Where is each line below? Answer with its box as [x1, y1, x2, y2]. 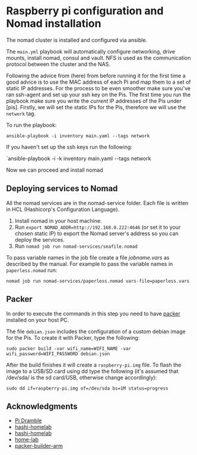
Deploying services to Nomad [6, 184, 118, 194]
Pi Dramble [14, 417, 42, 424]
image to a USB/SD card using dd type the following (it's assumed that [6, 367, 179, 375]
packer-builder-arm [14, 443, 63, 450]
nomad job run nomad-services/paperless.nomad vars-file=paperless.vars [6, 278, 190, 284]
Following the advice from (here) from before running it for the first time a [6, 72, 186, 79]
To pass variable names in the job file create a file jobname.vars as [6, 254, 170, 261]
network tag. [6, 110, 36, 117]
